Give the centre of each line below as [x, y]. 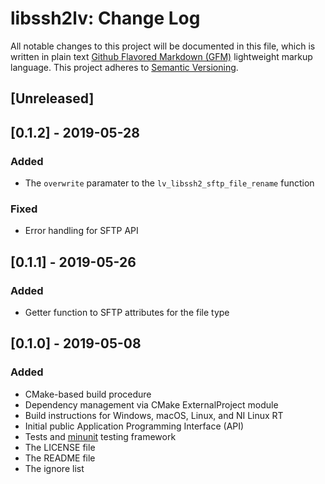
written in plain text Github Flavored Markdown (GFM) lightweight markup [161, 56]
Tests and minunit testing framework [100, 436]
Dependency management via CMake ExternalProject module [151, 404]
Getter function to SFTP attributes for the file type [127, 312]
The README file [60, 458]
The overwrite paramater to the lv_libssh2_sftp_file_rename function [169, 183]
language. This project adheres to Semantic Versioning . [124, 67]
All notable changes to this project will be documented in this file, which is [163, 46]
